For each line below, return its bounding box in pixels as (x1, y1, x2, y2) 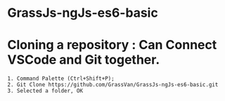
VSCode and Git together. (7, 52, 160, 68)
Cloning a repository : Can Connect (7, 37, 217, 53)
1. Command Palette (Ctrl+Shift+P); (7, 75, 115, 82)
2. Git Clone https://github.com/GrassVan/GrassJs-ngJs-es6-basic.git (7, 81, 219, 88)
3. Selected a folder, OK (7, 88, 83, 95)
